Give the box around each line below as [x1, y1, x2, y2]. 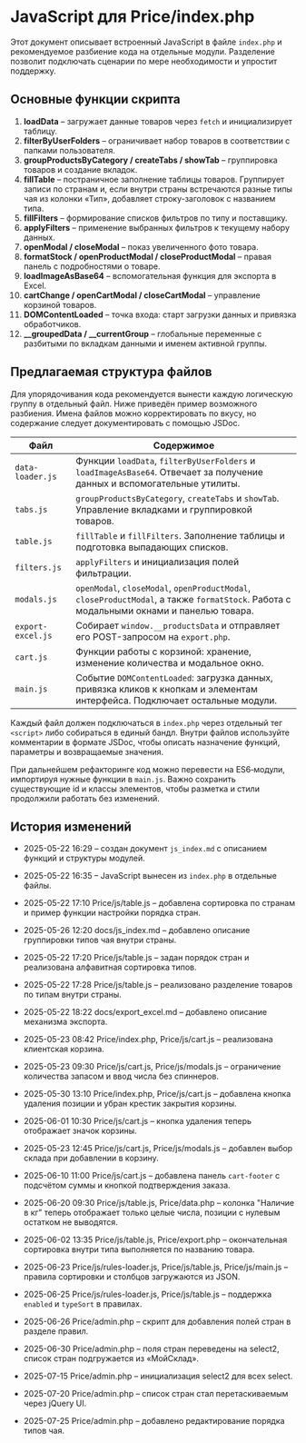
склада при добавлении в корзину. [23, 1152, 160, 1164]
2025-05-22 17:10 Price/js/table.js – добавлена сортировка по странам [23, 898, 296, 909]
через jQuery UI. [23, 1398, 87, 1409]
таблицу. [23, 125, 58, 136]
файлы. [23, 880, 53, 891]
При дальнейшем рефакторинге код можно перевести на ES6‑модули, [10, 763, 285, 774]
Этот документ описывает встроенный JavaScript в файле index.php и [10, 36, 282, 47]
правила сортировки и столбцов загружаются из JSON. [23, 1271, 241, 1282]
